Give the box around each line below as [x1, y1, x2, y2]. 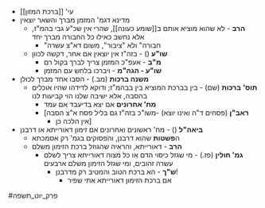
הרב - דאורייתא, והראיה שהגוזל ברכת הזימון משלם [31, 142, 182, 151]
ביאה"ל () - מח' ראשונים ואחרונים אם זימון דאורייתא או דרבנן [19, 125, 203, 134]
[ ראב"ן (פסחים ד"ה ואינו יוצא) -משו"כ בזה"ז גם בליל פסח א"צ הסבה [43, 108, 249, 117]
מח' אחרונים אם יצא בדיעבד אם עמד [43, 99, 157, 109]
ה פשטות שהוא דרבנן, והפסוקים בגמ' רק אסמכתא [31, 133, 181, 142]
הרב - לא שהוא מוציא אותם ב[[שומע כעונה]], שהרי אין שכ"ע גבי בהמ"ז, [31, 24, 245, 33]
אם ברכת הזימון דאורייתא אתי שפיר [67, 175, 173, 185]
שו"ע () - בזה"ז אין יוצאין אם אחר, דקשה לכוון [31, 49, 168, 58]
